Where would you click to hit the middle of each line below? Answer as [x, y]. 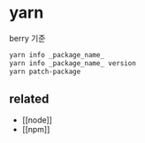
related [29, 98]
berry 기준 [27, 38]
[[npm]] [36, 130]
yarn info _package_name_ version [73, 63]
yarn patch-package [45, 71]
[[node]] [37, 120]
